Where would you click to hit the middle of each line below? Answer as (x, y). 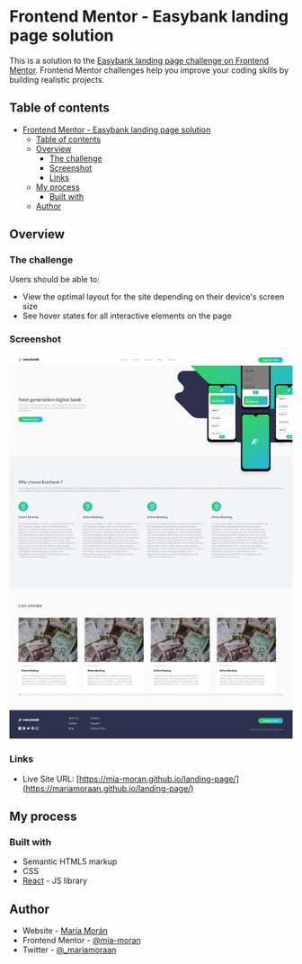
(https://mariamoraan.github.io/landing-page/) (108, 788)
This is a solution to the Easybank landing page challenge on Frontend (139, 60)
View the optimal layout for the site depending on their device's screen (153, 297)
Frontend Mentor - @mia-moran (81, 940)
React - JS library (55, 881)
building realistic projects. (57, 79)
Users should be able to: (55, 280)
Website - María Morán (65, 931)
